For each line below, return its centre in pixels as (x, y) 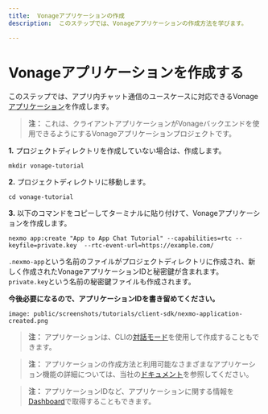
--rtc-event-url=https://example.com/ (149, 246)
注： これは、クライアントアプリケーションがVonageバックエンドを (140, 124)
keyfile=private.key (43, 246)
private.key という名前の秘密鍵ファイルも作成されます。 (102, 282)
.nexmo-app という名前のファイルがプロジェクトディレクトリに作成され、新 (132, 262)
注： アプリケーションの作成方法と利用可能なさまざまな (121, 364)
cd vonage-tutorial (41, 197)
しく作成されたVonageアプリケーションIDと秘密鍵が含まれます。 (116, 271)
